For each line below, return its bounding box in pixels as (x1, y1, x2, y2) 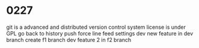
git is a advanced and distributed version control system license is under (6, 23, 186, 31)
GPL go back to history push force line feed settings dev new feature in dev (6, 29, 194, 37)
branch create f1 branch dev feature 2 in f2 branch (6, 36, 132, 43)
